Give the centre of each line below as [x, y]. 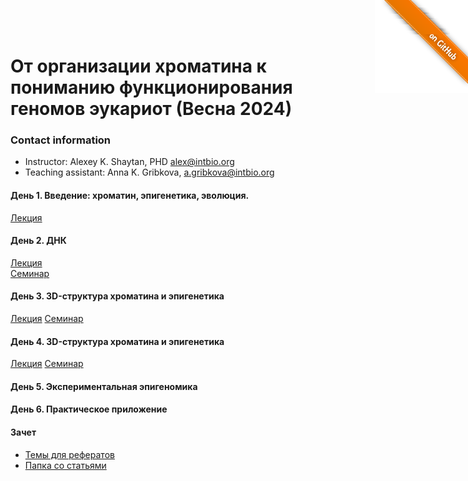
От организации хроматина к [138, 66]
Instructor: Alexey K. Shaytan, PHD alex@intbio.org [129, 162]
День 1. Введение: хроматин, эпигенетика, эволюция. [130, 196]
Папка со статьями [65, 465]
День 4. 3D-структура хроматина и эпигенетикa [117, 341]
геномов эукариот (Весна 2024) [151, 109]
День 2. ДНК [38, 241]
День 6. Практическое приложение [89, 409]
